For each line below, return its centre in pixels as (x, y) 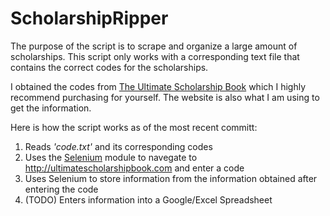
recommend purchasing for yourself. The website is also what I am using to (165, 97)
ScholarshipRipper (89, 18)
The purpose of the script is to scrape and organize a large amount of (154, 46)
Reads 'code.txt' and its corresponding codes (118, 146)
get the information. (51, 108)
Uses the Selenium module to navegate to (111, 157)
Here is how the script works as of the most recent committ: (134, 127)
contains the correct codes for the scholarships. (109, 67)
